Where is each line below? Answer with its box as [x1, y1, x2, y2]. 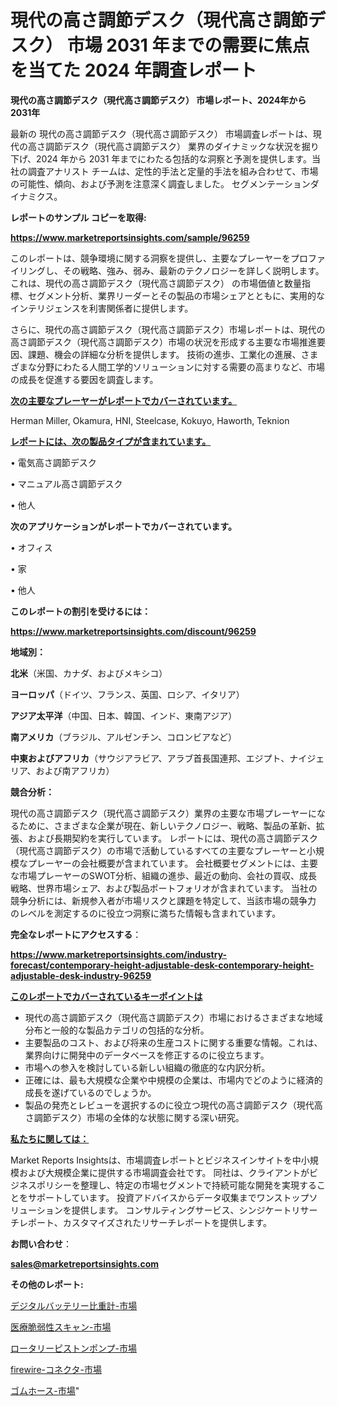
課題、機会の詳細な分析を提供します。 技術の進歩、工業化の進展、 [27, 348, 302, 360]
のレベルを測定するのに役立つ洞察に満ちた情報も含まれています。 [10, 907, 282, 919]
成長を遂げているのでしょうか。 [24, 1086, 157, 1098]
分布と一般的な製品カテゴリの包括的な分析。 [24, 1024, 210, 1036]
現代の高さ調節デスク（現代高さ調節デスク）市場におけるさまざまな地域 [24, 1011, 323, 1023]
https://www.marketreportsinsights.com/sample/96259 [10, 231, 250, 243]
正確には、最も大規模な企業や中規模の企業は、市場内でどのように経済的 [24, 1074, 323, 1086]
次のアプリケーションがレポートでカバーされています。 [10, 520, 237, 532]
